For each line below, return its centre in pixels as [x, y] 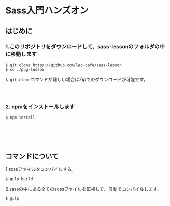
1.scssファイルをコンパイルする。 [41, 169]
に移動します [21, 54]
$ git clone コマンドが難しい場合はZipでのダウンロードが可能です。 [77, 79]
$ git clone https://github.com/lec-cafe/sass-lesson [64, 65]
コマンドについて [32, 156]
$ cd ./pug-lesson [25, 69]
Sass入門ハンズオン [47, 10]
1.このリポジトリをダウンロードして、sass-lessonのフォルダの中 [85, 46]
